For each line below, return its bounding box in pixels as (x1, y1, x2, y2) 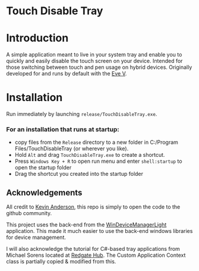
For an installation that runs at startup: (6, 125, 120, 133)
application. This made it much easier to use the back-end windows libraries (6, 228, 193, 235)
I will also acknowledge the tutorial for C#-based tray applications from (6, 245, 180, 253)
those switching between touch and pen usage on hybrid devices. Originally (6, 64, 192, 71)
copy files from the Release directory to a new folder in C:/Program (14, 138, 178, 146)
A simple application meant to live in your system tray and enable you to (6, 51, 182, 58)
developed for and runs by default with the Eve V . (6, 70, 127, 77)
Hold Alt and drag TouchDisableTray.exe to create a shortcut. (14, 152, 165, 159)
